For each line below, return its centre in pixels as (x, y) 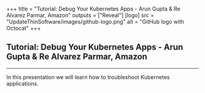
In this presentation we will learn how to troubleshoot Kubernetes (88, 77)
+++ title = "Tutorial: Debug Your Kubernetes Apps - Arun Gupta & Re (93, 9)
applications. (22, 83)
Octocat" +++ (24, 28)
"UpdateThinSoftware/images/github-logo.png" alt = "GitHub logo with (95, 22)
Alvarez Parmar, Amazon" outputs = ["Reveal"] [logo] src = (80, 15)
